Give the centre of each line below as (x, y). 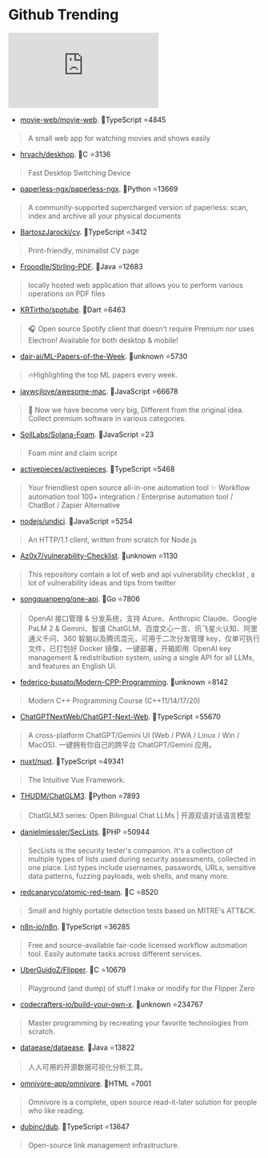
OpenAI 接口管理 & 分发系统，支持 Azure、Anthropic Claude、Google (142, 618)
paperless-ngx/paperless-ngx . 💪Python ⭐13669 (99, 188)
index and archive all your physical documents (104, 216)
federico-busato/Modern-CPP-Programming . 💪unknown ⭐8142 (124, 682)
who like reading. (56, 1110)
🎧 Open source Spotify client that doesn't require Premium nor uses (141, 328)
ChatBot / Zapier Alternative (74, 505)
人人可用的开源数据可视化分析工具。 (88, 1067)
